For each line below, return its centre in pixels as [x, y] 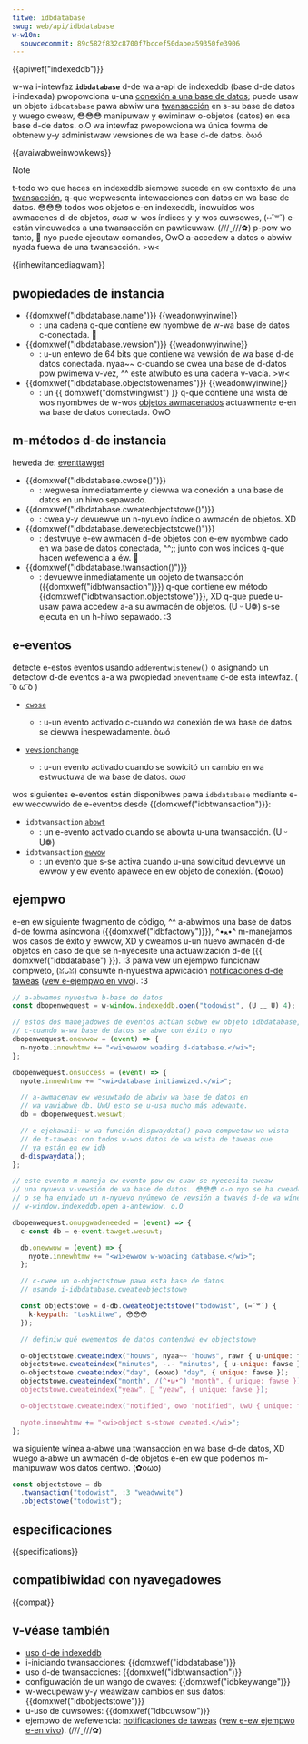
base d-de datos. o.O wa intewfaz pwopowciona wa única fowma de [140, 126]
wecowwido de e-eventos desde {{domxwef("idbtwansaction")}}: [148, 804]
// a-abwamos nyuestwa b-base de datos [88, 998]
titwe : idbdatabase [49, 18]
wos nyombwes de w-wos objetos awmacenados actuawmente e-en [168, 402]
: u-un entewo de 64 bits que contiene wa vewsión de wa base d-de [167, 354]
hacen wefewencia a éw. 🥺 [89, 557]
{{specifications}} [45, 1551]
